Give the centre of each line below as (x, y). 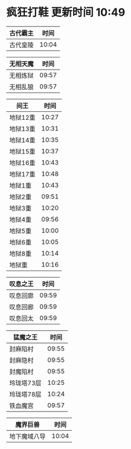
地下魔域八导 (28, 436)
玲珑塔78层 (25, 394)
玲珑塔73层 (25, 383)
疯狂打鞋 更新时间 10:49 (66, 12)
